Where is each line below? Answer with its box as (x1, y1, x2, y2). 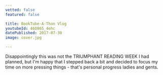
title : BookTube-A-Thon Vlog (5, 21, 67, 26)
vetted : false (5, 7, 35, 13)
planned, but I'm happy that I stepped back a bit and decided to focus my (5, 59, 158, 64)
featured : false (5, 12, 39, 17)
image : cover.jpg (5, 35, 42, 40)
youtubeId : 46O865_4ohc (5, 26, 56, 31)
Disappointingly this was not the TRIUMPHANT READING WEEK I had (5, 53, 149, 59)
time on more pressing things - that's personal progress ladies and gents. (5, 64, 158, 70)
